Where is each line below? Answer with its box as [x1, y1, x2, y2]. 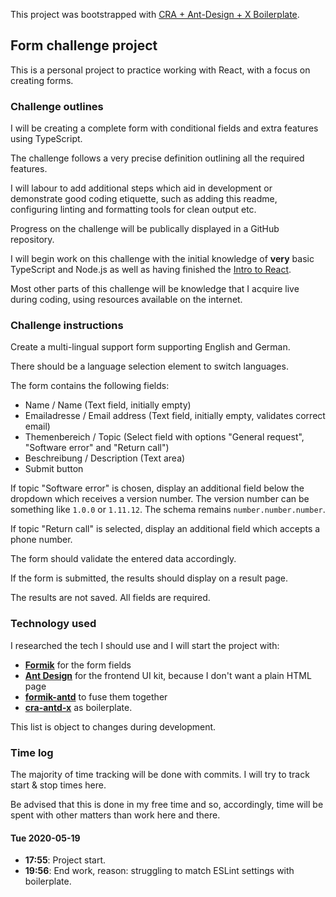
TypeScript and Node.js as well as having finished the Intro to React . [10, 264, 292, 276]
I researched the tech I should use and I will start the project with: [10, 639, 280, 651]
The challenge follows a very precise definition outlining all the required [10, 152, 305, 164]
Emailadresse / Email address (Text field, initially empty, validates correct [24, 410, 326, 422]
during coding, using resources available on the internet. [10, 294, 243, 306]
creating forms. [10, 74, 74, 86]
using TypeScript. [10, 133, 83, 145]
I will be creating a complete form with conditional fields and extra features [10, 122, 319, 134]
